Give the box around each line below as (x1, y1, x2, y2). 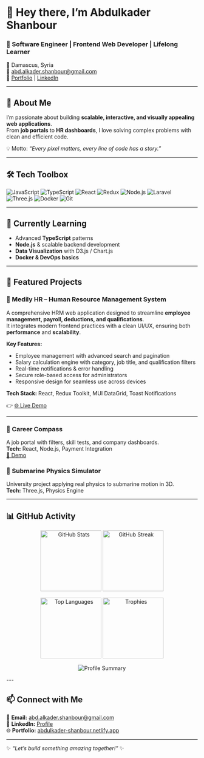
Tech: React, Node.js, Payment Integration (6, 445, 112, 452)
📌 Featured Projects (6, 277, 83, 287)
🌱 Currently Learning (6, 218, 87, 228)
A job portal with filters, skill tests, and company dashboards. (6, 439, 160, 446)
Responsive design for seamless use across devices (15, 378, 146, 385)
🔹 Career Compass (6, 425, 63, 433)
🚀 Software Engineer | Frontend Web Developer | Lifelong (6, 40, 178, 49)
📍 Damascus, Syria (6, 61, 53, 69)
